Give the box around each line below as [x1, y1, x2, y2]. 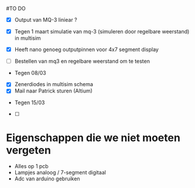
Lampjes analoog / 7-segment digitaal [14, 169, 107, 176]
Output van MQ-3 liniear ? [14, 16, 77, 23]
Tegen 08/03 [14, 70, 46, 77]
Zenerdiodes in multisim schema [14, 81, 94, 88]
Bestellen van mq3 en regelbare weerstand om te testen [14, 58, 150, 65]
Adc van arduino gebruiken [14, 175, 80, 182]
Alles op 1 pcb [14, 163, 49, 170]
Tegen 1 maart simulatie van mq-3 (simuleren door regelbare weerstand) [14, 28, 190, 35]
